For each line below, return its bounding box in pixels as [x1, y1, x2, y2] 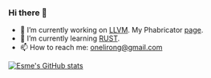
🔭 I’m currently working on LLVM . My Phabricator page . [19, 25, 204, 35]
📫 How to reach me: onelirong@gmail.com [19, 43, 163, 53]
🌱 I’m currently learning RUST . [19, 33, 120, 43]
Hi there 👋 [8, 7, 48, 18]
